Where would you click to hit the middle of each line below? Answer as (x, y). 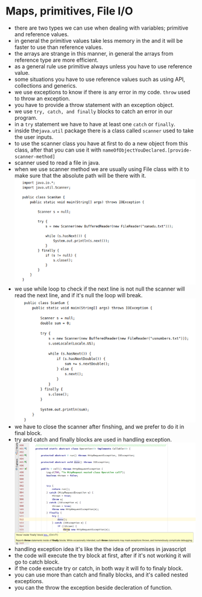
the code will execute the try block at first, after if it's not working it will (103, 555)
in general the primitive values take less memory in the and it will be (99, 40)
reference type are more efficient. (56, 60)
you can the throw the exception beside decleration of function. (93, 587)
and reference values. (42, 34)
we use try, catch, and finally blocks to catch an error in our (93, 111)
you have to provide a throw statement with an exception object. (94, 105)
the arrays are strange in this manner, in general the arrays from (94, 53)
